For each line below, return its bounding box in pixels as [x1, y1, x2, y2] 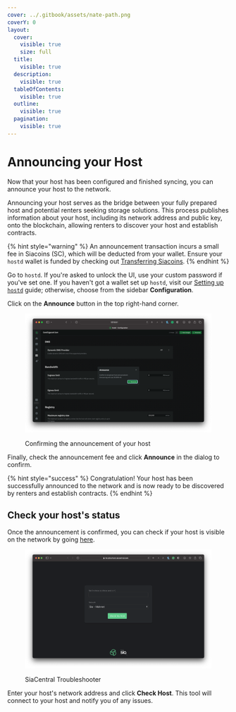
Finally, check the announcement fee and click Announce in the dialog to [7, 453, 220, 461]
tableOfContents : [13, 85, 65, 93]
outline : [13, 101, 39, 108]
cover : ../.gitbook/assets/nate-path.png [7, 11, 131, 18]
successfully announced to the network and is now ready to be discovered [7, 481, 224, 489]
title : [13, 56, 33, 63]
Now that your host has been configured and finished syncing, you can [7, 177, 213, 186]
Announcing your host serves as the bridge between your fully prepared [7, 198, 217, 207]
